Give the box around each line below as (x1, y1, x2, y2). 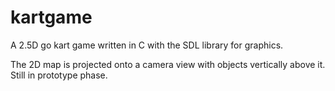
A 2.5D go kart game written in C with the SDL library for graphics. (10, 39, 284, 51)
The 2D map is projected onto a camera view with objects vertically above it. (10, 58, 326, 70)
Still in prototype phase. (10, 69, 108, 81)
